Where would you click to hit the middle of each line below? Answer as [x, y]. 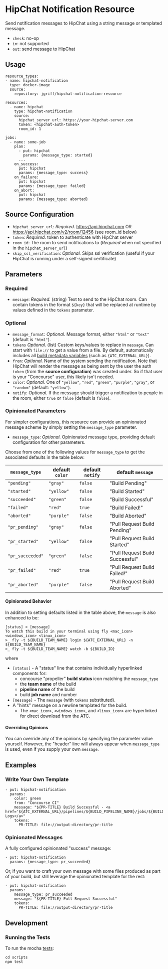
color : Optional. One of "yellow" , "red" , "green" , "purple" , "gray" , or [83, 382]
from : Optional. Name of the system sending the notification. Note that [85, 361]
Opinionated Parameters [35, 411]
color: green [28, 798]
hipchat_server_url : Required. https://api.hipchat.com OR [72, 226]
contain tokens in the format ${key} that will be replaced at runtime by [84, 305]
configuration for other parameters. [49, 442]
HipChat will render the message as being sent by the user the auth [82, 366]
